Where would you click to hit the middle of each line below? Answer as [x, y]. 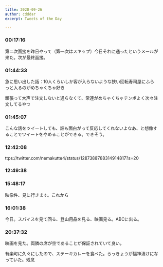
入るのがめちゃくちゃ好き [39, 87]
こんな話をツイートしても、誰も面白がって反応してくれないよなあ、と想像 [79, 128]
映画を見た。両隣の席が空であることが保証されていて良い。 [65, 243]
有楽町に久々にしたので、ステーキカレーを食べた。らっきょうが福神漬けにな [82, 254]
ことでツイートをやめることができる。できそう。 [58, 134]
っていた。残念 [20, 260]
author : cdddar [20, 14]
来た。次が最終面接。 [26, 57]
